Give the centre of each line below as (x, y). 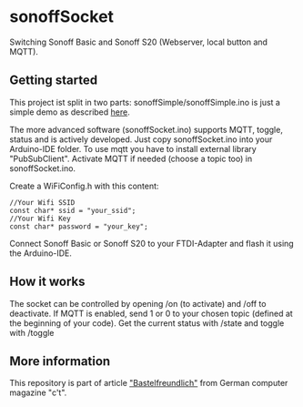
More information (60, 361)
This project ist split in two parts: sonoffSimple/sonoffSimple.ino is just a (145, 102)
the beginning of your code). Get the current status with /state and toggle (147, 323)
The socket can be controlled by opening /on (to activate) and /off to (138, 303)
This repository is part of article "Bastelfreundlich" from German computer (149, 383)
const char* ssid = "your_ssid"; (73, 210)
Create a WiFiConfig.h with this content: (84, 186)
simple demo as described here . (70, 112)
